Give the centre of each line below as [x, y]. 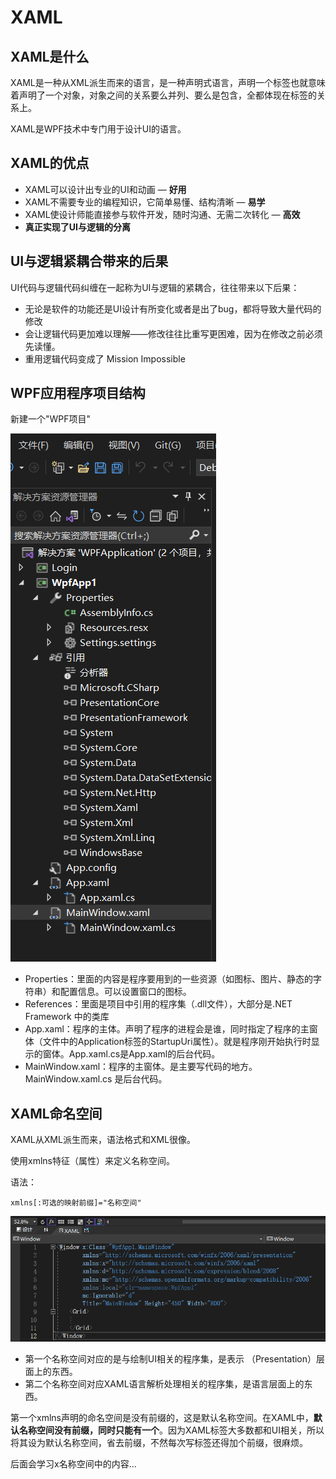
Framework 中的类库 [67, 1017]
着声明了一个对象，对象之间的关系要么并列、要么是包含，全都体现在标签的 [163, 95]
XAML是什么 [50, 56]
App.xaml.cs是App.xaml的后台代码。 [144, 1054]
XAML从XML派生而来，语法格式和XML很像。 [103, 1140]
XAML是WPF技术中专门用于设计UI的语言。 [98, 129]
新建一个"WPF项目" [51, 419]
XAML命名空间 [56, 1113]
